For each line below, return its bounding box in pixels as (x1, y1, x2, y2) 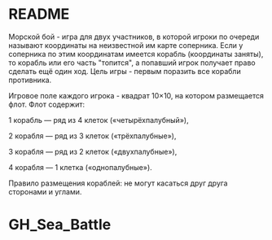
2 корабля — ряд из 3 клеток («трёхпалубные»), (8, 131, 177, 141)
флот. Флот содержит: (8, 99, 86, 109)
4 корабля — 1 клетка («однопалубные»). (8, 162, 152, 172)
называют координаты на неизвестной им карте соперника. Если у (8, 40, 243, 50)
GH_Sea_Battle (8, 216, 112, 234)
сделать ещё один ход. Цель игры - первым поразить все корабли (8, 66, 242, 76)
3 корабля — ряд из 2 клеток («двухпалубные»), (8, 146, 178, 156)
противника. (8, 75, 52, 85)
